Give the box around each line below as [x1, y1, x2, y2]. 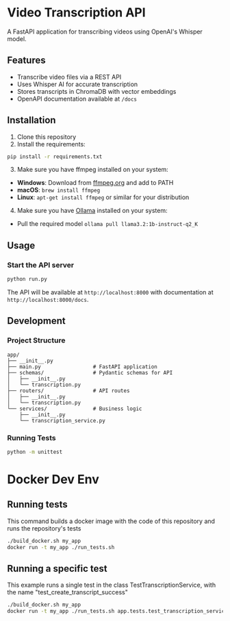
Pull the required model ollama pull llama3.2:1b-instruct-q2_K [16, 220, 199, 228]
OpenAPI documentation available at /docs [16, 94, 138, 103]
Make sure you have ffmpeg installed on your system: [16, 166, 169, 174]
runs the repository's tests [7, 524, 81, 532]
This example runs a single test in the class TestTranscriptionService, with [7, 581, 216, 590]
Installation [7, 114, 56, 126]
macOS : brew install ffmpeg [16, 186, 101, 194]
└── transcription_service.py [19, 417, 106, 424]
